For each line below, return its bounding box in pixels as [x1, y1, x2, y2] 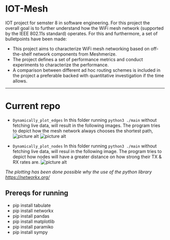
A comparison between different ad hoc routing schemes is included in [12, 67, 161, 73]
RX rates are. [12, 159, 40, 165]
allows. [12, 78, 28, 84]
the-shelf [12, 51, 32, 57]
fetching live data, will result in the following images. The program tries [12, 122, 160, 128]
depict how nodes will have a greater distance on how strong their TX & [12, 154, 162, 160]
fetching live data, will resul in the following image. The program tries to [12, 148, 162, 154]
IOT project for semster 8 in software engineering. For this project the [5, 20, 150, 26]
